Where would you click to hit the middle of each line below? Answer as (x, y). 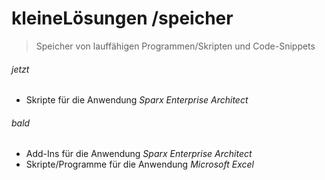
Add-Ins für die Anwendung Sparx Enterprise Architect (139, 154)
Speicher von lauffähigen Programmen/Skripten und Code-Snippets (175, 46)
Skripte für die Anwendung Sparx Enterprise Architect (137, 100)
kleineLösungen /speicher (122, 18)
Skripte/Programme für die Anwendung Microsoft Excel (139, 164)
